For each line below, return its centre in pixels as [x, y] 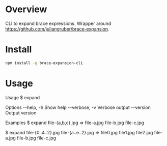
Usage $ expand [23, 97]
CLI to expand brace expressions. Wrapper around [58, 23]
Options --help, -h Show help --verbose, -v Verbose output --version [78, 107]
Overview [26, 9]
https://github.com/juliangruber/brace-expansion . [57, 28]
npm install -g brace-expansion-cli [44, 63]
